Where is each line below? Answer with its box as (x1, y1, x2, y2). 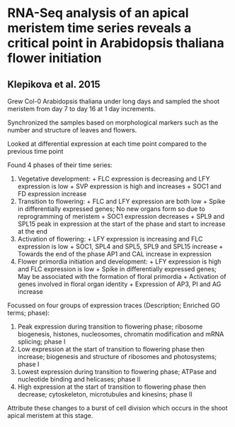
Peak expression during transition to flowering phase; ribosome (17, 322, 203, 331)
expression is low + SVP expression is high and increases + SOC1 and (17, 182, 222, 190)
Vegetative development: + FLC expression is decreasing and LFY (17, 175, 210, 183)
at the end (17, 227, 48, 235)
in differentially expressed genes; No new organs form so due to (17, 205, 205, 213)
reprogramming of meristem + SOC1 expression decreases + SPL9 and (17, 212, 225, 220)
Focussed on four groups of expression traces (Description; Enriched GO (7, 301, 221, 309)
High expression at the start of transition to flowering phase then (17, 382, 207, 391)
